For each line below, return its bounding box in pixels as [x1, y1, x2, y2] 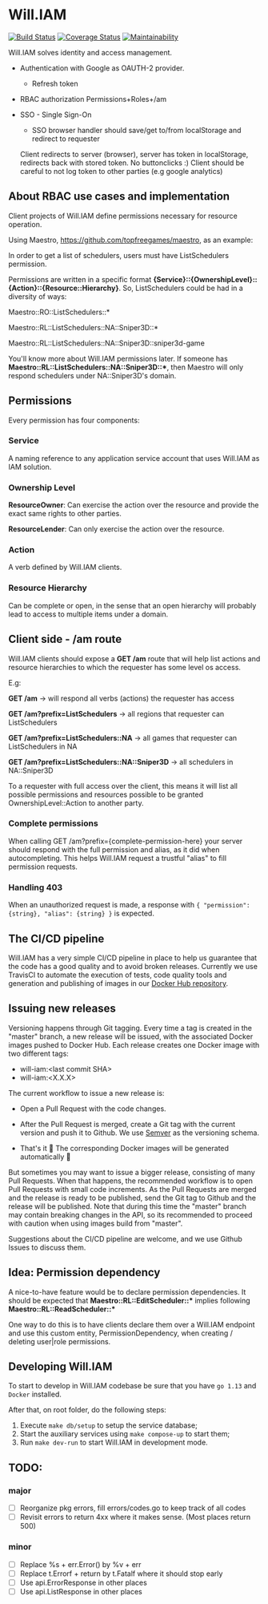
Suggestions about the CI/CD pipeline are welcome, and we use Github [8, 1234, 242, 1243]
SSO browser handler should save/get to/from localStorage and [31, 125, 242, 135]
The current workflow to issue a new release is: [8, 1088, 165, 1097]
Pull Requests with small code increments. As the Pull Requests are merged [8, 1184, 258, 1194]
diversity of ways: [8, 291, 67, 301]
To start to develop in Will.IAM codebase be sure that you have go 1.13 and [8, 1381, 257, 1391]
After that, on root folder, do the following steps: [8, 1405, 166, 1415]
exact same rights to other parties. [8, 509, 122, 519]
